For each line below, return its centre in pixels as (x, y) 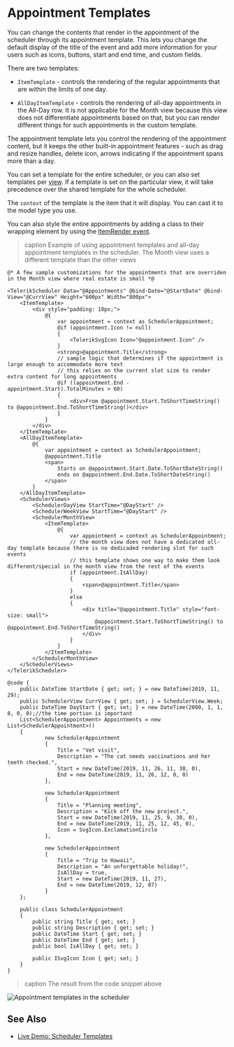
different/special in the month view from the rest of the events (106, 566)
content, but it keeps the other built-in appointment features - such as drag (115, 146)
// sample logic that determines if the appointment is (140, 358)
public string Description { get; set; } (94, 928)
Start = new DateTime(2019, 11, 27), (112, 879)
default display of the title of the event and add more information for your (112, 47)
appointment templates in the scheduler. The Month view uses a (117, 252)
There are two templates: (43, 68)
